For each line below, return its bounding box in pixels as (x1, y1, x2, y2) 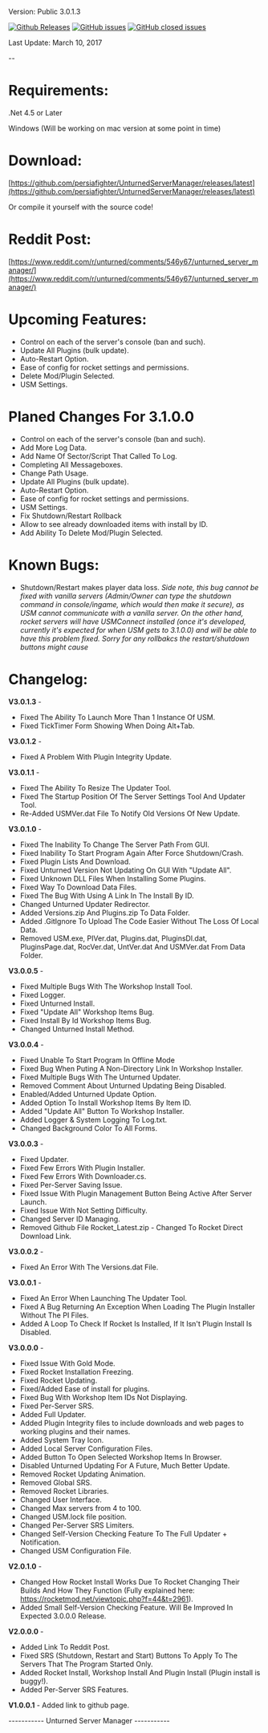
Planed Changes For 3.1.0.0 (8, 407, 195, 426)
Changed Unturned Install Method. (19, 1024, 135, 1034)
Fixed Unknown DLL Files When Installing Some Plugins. (19, 873, 206, 883)
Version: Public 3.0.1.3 (8, 7, 81, 16)
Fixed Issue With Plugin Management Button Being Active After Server (19, 1188, 253, 1198)
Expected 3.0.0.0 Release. (19, 1611, 107, 1621)
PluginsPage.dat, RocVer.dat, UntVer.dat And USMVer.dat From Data (19, 941, 246, 951)
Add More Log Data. (19, 443, 87, 452)
